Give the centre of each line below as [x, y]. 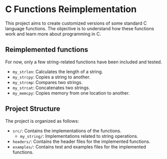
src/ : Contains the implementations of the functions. [67, 131]
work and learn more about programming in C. [53, 34]
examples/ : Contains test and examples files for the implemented [79, 146]
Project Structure [33, 109]
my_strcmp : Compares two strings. [48, 82]
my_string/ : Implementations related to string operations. [79, 136]
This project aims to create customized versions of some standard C [76, 23]
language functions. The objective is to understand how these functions [80, 28]
